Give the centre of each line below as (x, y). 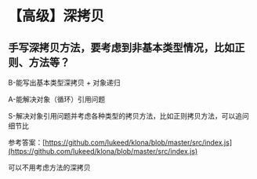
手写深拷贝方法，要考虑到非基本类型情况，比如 (121, 47)
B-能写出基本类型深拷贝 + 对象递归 (64, 82)
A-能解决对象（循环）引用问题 (57, 99)
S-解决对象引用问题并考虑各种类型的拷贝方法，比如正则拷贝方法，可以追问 (128, 116)
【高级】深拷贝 (56, 16)
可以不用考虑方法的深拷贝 (49, 167)
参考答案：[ (27, 142)
